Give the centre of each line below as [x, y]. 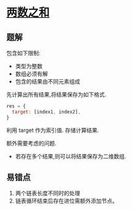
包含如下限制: [24, 53]
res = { [16, 106]
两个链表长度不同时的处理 [48, 193]
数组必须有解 [31, 74]
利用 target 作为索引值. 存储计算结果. [53, 130]
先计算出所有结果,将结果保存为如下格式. [56, 95]
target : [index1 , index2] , [46, 112]
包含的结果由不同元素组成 [48, 81]
